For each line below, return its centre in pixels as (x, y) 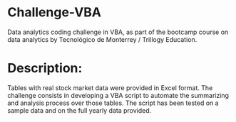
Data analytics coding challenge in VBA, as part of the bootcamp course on (118, 32)
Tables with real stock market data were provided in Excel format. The (110, 88)
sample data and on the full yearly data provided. (79, 110)
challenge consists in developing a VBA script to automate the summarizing (118, 95)
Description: (45, 68)
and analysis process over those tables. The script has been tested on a (113, 103)
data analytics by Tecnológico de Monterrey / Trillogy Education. (102, 39)
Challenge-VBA (55, 12)
